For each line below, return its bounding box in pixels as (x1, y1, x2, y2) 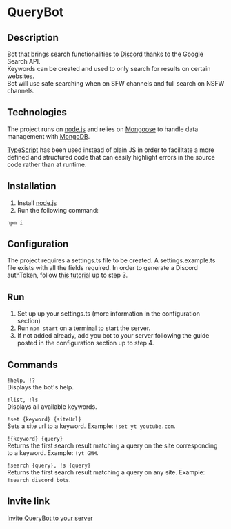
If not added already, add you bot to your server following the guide (17, 331, 210, 340)
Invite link (7, 495, 50, 508)
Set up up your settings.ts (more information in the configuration (17, 309, 201, 318)
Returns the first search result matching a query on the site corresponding (7, 441, 218, 450)
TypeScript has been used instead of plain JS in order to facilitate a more (7, 146, 215, 154)
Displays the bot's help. (7, 383, 74, 392)
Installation (7, 180, 57, 192)
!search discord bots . (7, 476, 71, 484)
